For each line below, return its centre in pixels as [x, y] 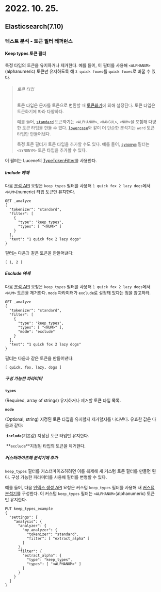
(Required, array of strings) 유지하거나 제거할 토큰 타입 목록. [63, 400]
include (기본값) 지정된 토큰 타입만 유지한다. [48, 435]
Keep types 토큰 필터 [26, 53]
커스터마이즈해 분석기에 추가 [32, 458]
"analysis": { [28, 521]
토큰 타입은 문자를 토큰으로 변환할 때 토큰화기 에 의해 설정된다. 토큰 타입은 [86, 105]
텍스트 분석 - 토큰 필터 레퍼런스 [39, 41]
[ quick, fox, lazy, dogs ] [33, 367]
